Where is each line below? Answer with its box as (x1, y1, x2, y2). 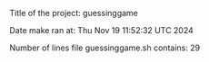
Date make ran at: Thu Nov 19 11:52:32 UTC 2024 (9, 25, 194, 35)
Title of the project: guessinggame (9, 8, 139, 18)
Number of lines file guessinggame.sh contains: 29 (9, 42, 201, 53)
